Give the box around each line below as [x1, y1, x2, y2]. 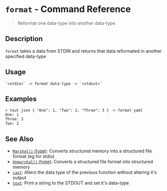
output [12, 174, 27, 181]
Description [5, 35, 43, 43]
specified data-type [5, 53, 46, 59]
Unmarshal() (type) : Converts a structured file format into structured [12, 159, 153, 165]
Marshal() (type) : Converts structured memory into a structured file [12, 148, 152, 154]
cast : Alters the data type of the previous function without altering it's [12, 169, 157, 175]
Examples [5, 94, 37, 103]
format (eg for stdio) [12, 153, 55, 159]
